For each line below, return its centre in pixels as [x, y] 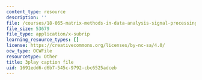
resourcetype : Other [32, 57]
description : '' [26, 17]
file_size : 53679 [28, 29]
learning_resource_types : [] [43, 40]
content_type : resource [36, 12]
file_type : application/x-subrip [48, 34]
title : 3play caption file [40, 62]
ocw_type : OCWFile [29, 51]
